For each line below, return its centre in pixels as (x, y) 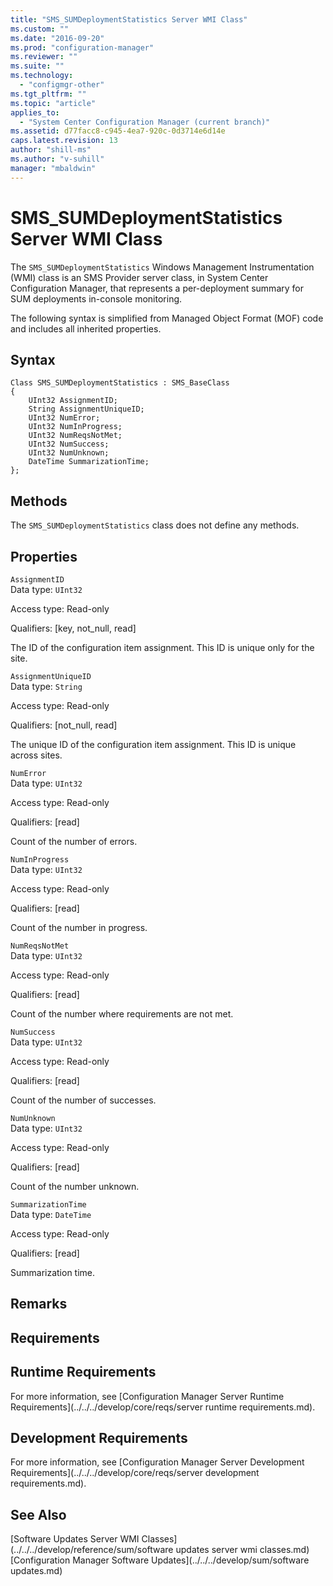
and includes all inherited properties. (86, 328)
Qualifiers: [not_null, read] (64, 725)
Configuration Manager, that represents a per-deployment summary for (157, 288)
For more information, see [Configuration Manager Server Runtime (147, 1396)
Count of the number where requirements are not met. (122, 1014)
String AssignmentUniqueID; (86, 409)
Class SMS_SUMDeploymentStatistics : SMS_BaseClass (120, 383)
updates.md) (36, 1571)
